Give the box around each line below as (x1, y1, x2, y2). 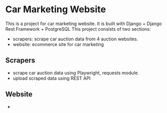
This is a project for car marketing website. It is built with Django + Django (5, 20, 162, 27)
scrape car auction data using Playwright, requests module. (12, 70, 139, 76)
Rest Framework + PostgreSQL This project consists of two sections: (5, 26, 151, 32)
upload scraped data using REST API (12, 75, 91, 81)
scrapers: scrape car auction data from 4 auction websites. (12, 36, 138, 42)
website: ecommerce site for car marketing (12, 41, 104, 47)
